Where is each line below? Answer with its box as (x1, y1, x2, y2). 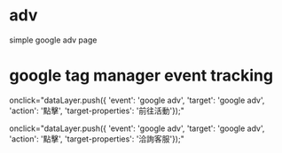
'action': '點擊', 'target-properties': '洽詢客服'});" (9, 134, 184, 144)
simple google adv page (9, 34, 98, 45)
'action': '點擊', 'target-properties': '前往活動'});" (9, 105, 184, 116)
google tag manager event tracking (9, 65, 273, 86)
